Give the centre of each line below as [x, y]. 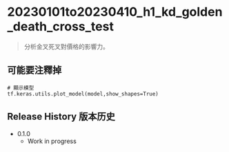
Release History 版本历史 [61, 117]
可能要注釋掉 [34, 70]
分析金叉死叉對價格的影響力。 [66, 46]
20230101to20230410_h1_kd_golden [115, 12]
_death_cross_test [60, 26]
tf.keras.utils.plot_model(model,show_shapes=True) [83, 94]
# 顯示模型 [21, 88]
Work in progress [52, 141]
